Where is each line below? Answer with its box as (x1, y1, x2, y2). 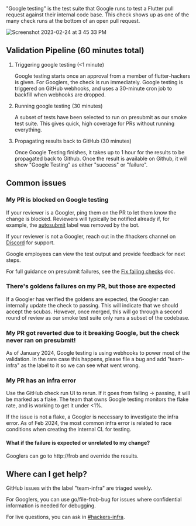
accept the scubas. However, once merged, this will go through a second (6, 308, 183, 315)
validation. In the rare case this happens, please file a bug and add (6, 356, 167, 363)
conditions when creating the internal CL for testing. (6, 426, 132, 433)
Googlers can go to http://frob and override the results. (6, 452, 139, 459)
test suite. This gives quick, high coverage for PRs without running (14, 120, 174, 127)
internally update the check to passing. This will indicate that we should (6, 302, 178, 309)
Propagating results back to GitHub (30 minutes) (14, 137, 132, 144)
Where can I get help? (6, 469, 88, 479)
